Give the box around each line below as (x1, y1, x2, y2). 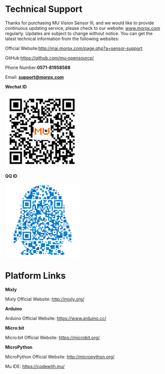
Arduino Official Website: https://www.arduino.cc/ (5, 315, 106, 321)
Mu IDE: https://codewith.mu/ (5, 363, 65, 369)
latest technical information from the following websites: (5, 36, 120, 42)
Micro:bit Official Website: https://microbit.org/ (5, 334, 100, 340)
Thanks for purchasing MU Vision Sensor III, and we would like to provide (5, 20, 155, 26)
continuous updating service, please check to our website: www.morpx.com (5, 25, 161, 31)
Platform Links (5, 270, 66, 281)
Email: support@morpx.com (5, 74, 64, 80)
